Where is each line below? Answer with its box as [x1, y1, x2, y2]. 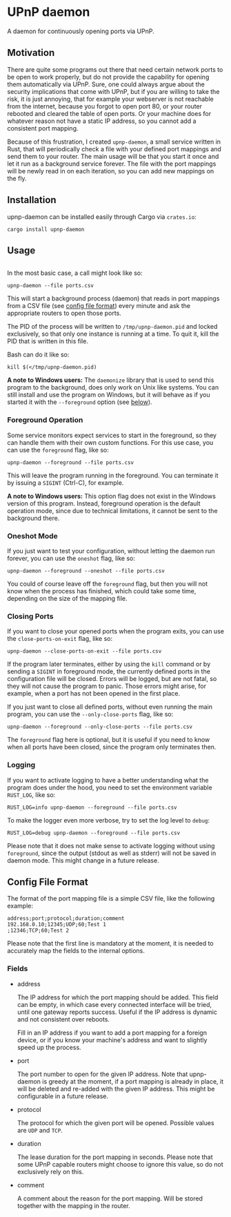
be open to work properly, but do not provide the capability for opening [7, 73, 210, 81]
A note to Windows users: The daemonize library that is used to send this [7, 376, 214, 384]
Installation [7, 194, 57, 206]
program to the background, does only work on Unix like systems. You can [7, 383, 219, 392]
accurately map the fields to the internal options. [7, 947, 145, 955]
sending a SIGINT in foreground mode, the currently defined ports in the [7, 667, 210, 675]
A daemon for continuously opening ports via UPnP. [7, 27, 154, 35]
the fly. [7, 174, 27, 182]
